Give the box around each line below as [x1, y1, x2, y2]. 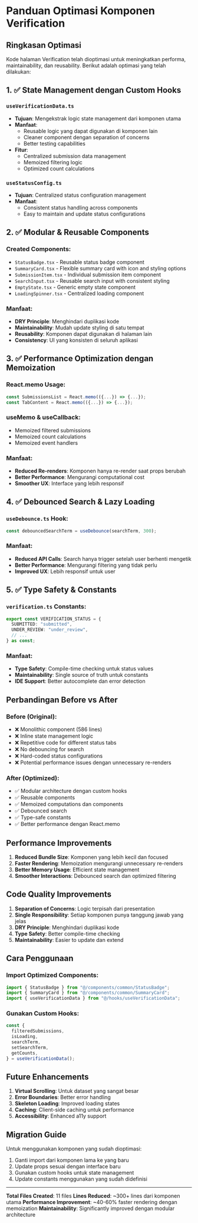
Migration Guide [6, 1129, 67, 1139]
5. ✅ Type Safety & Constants [6, 585, 117, 595]
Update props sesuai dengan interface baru [14, 1163, 121, 1170]
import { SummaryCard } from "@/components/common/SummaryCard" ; [6, 990, 170, 996]
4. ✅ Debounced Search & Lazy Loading [6, 497, 155, 507]
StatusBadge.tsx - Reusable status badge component [14, 258, 144, 266]
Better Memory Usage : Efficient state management [14, 866, 140, 873]
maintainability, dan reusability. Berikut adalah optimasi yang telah [6, 62, 166, 69]
